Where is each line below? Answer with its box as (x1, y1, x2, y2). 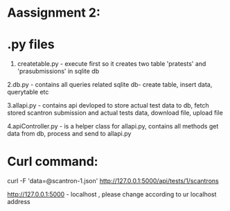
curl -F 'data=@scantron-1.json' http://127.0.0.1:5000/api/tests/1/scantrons (7, 177, 220, 185)
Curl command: (7, 154, 98, 169)
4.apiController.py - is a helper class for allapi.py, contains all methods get (7, 122, 219, 130)
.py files (7, 37, 55, 53)
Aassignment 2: (7, 5, 100, 21)
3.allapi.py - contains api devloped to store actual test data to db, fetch (7, 101, 209, 110)
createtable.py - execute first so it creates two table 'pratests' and (17, 60, 206, 68)
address (7, 198, 30, 206)
